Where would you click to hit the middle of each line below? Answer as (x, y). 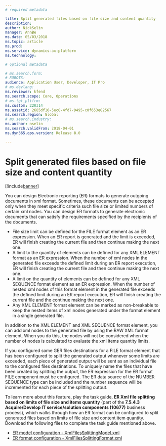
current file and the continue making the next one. (63, 300)
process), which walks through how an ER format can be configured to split (82, 412)
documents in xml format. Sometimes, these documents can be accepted (80, 201)
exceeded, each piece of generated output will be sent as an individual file (81, 361)
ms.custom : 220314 (24, 105)
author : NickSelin (24, 28)
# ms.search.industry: (28, 119)
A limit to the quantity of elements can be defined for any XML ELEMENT (86, 252)
